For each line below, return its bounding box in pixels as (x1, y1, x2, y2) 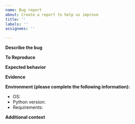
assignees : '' (5, 26, 36, 31)
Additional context (5, 114, 46, 120)
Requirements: (12, 104, 43, 110)
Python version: (12, 99, 46, 105)
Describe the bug (5, 45, 43, 51)
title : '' (5, 17, 26, 22)
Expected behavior (5, 64, 46, 70)
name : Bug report (5, 7, 42, 13)
